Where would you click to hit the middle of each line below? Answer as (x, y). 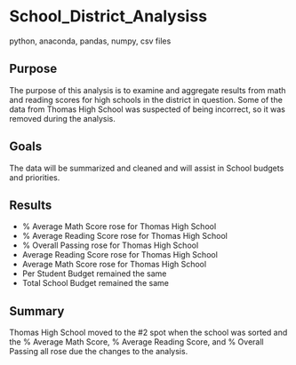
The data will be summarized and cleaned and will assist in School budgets (147, 168)
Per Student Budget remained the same (94, 274)
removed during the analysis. (62, 118)
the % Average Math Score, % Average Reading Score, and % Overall (136, 342)
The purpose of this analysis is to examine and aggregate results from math (148, 90)
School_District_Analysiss (108, 16)
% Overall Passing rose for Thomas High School (110, 245)
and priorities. (35, 177)
